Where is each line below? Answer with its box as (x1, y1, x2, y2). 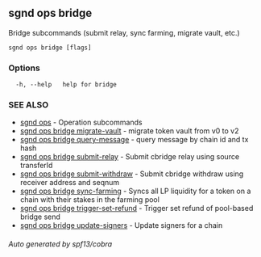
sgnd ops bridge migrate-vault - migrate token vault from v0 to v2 (19, 126, 239, 136)
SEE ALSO (8, 99, 49, 111)
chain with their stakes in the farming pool (19, 195, 159, 204)
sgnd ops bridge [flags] (8, 44, 92, 52)
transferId (19, 161, 53, 171)
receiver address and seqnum (19, 178, 120, 187)
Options (8, 62, 40, 74)
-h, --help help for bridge (15, 81, 117, 89)
